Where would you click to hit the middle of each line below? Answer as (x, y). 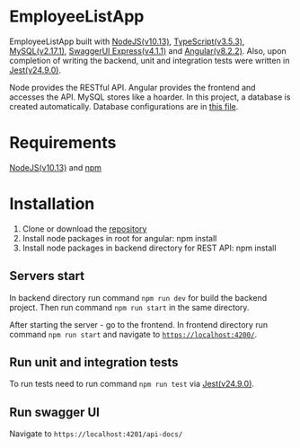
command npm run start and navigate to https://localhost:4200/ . (133, 334)
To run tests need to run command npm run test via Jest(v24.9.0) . (132, 384)
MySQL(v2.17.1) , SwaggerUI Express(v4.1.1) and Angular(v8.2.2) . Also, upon (148, 50)
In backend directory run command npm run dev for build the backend (138, 297)
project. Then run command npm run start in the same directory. (129, 307)
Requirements (63, 143)
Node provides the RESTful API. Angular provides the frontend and (132, 87)
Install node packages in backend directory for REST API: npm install (149, 248)
